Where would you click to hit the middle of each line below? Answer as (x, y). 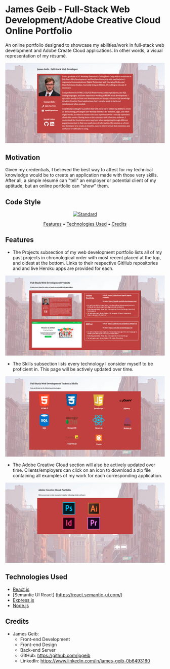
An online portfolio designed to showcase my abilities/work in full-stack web (85, 45)
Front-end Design (38, 645)
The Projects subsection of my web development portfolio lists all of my (87, 252)
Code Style (23, 202)
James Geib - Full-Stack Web (68, 9)
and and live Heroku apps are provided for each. (63, 268)
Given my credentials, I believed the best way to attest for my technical (79, 170)
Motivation (23, 157)
